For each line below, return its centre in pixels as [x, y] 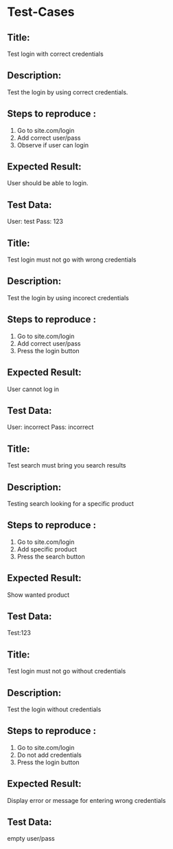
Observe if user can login [53, 145]
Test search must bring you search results [67, 465]
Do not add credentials [49, 755]
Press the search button [51, 556]
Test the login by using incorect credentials [68, 297]
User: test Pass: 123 [35, 222]
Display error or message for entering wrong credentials [86, 800]
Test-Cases [41, 12]
